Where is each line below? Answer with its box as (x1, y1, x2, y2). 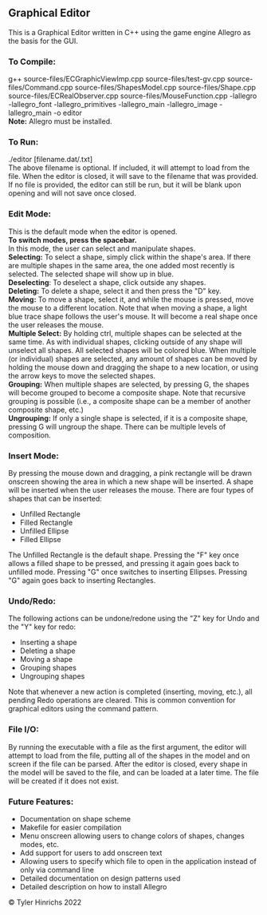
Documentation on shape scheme (19, 814, 132, 823)
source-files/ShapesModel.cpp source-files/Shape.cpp (74, 83, 257, 93)
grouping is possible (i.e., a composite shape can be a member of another (8, 396, 251, 406)
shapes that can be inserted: (8, 494, 102, 503)
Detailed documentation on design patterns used (19, 873, 181, 883)
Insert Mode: (8, 450, 60, 461)
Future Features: (8, 796, 74, 807)
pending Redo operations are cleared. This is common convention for (8, 695, 236, 705)
